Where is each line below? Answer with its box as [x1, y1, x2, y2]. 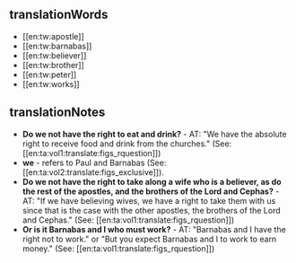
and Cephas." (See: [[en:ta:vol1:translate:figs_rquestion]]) [22, 215, 235, 225]
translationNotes [9, 105, 106, 120]
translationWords [9, 7, 109, 22]
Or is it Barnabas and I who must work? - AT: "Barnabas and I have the [22, 224, 287, 234]
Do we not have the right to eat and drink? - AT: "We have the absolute [22, 128, 287, 139]
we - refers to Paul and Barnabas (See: [22, 157, 167, 168]
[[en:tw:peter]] [22, 69, 77, 80]
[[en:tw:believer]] [22, 49, 87, 61]
